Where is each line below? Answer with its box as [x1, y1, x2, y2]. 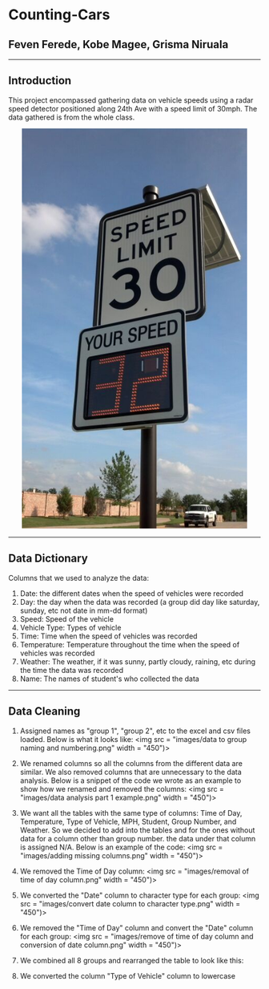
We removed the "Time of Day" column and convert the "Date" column [19, 922, 254, 932]
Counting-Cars [8, 6, 110, 24]
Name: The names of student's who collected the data [19, 674, 200, 683]
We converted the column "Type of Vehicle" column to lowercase [19, 971, 236, 980]
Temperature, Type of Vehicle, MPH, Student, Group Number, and [19, 817, 237, 826]
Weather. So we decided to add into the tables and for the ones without [19, 825, 255, 835]
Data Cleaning [8, 704, 81, 719]
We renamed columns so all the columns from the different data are [19, 758, 243, 768]
